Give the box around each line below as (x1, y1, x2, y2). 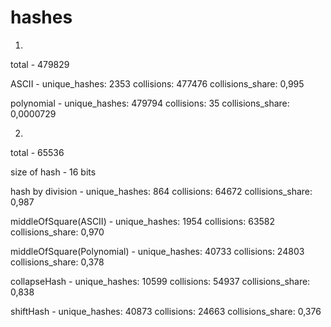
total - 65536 (10, 146, 65, 158)
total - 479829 (10, 58, 70, 70)
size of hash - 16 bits (10, 166, 97, 178)
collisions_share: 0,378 (10, 256, 105, 268)
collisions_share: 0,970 (10, 226, 105, 238)
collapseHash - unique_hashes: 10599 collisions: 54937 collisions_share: (10, 275, 311, 287)
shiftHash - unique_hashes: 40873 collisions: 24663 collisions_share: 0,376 (10, 305, 322, 317)
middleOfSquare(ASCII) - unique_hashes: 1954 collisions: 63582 (10, 215, 276, 227)
